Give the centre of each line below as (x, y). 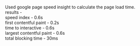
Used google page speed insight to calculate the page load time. (70, 7)
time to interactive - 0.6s (30, 28)
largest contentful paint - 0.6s (35, 33)
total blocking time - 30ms (32, 38)
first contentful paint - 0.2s (32, 23)
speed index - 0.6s (24, 17)
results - (13, 12)
